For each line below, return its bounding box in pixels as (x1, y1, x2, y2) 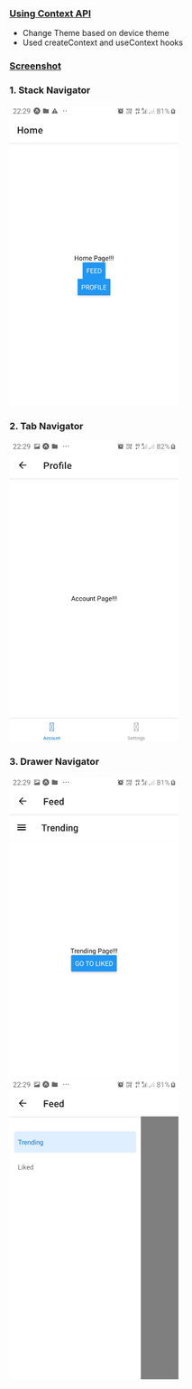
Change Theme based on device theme (22, 28, 169, 39)
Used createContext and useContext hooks (22, 37, 183, 48)
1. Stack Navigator (9, 84, 91, 97)
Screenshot (9, 60, 61, 72)
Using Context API (9, 7, 92, 20)
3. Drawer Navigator (9, 756, 100, 768)
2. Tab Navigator (9, 419, 84, 432)
